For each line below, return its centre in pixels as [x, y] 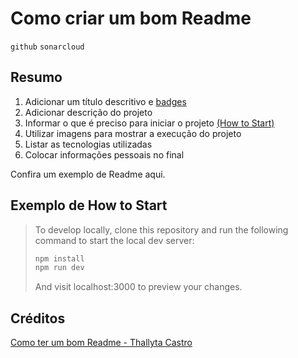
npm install [59, 258]
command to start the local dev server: [114, 240]
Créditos [38, 318]
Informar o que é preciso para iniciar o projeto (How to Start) [149, 123]
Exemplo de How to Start [89, 205]
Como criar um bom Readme [131, 18]
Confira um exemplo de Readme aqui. [88, 174]
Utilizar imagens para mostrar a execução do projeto [133, 133]
